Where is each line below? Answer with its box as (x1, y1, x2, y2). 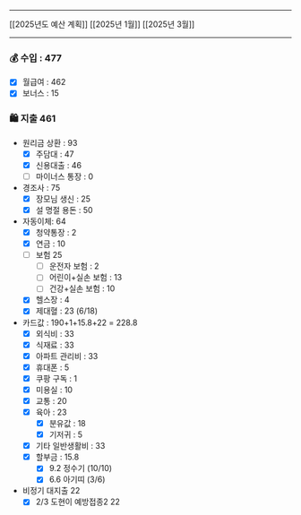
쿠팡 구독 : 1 (35, 373, 78, 383)
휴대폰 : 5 (35, 362, 70, 373)
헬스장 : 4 (35, 295, 70, 305)
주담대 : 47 (35, 149, 74, 159)
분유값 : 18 (48, 418, 87, 429)
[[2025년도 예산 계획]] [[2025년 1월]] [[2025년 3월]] (9, 19, 195, 30)
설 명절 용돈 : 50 (35, 204, 93, 215)
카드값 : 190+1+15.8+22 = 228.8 (21, 317, 138, 328)
